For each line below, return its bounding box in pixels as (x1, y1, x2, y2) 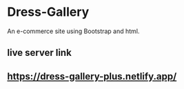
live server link (7, 47, 72, 59)
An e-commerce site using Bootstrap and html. (7, 27, 140, 35)
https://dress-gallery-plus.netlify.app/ (7, 70, 177, 82)
